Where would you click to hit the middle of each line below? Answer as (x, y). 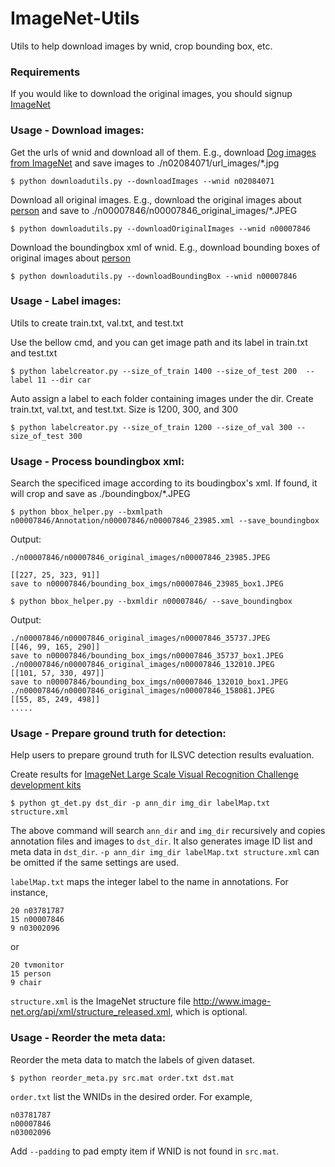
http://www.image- (232, 1001)
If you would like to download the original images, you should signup (151, 94)
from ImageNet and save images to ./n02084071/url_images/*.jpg (145, 163)
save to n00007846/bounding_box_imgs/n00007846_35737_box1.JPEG (147, 656)
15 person (31, 974)
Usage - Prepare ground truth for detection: (118, 734)
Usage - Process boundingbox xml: (97, 461)
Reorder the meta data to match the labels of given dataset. (132, 1059)
